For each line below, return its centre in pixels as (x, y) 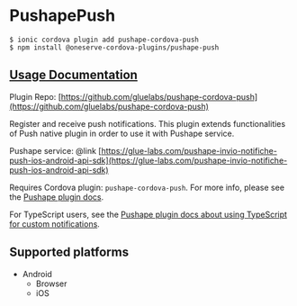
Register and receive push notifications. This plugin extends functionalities (148, 123)
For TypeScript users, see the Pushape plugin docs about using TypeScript (148, 214)
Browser (51, 283)
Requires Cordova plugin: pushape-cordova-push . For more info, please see (147, 187)
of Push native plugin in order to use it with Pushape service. (122, 133)
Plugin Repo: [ (35, 96)
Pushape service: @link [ (55, 150)
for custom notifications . (55, 224)
